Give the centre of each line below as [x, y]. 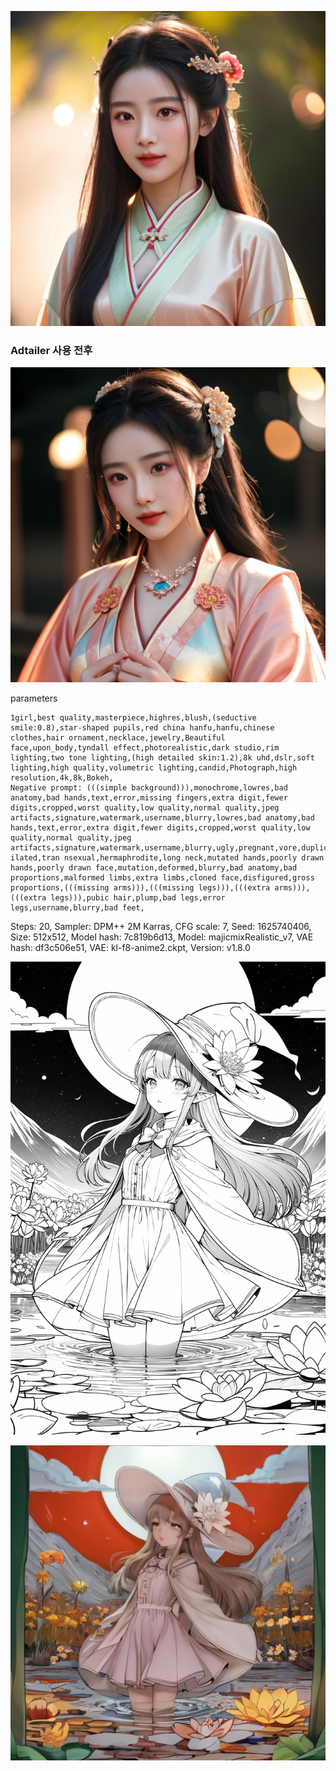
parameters [34, 698]
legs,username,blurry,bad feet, [77, 908]
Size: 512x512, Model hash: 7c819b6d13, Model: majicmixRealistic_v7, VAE [162, 937]
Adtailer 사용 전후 [51, 350]
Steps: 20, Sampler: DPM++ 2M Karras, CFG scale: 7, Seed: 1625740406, [161, 927]
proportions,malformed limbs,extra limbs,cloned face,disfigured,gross [162, 878]
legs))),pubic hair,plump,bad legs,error [138, 898]
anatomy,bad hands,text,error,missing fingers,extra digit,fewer [149, 798]
